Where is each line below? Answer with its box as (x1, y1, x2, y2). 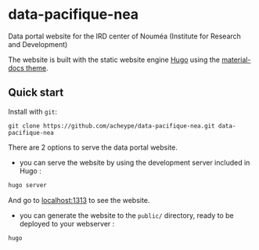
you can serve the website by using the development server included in (19, 158, 250, 167)
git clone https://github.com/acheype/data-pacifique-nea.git (8, 121, 215, 130)
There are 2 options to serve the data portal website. (8, 143, 178, 152)
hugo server (8, 181, 47, 189)
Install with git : (8, 107, 57, 116)
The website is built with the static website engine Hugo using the (8, 55, 221, 64)
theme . (26, 63, 49, 72)
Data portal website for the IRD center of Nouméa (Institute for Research (8, 31, 241, 41)
